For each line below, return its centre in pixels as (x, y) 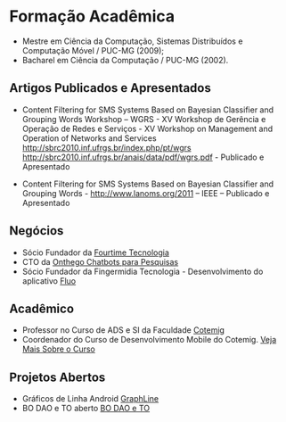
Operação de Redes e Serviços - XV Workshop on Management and (147, 128)
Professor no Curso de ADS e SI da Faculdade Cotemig (123, 330)
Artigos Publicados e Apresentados (110, 88)
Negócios (37, 231)
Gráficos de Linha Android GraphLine (90, 399)
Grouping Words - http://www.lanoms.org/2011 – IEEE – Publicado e (146, 193)
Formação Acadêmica (92, 17)
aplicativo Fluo (49, 281)
